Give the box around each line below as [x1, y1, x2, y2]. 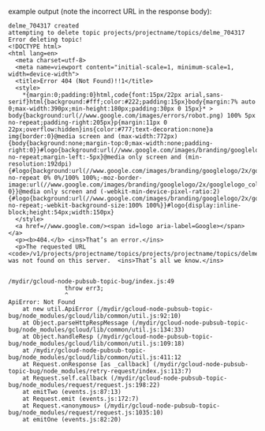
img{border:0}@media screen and [8, 133, 114, 141]
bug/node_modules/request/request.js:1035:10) [8, 409, 164, 417]
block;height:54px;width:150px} [8, 208, 114, 216]
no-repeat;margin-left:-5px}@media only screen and [8, 153, 181, 161]
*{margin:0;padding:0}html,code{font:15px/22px [22, 91, 181, 99]
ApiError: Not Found [8, 298, 77, 306]
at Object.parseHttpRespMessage [22, 319, 129, 327]
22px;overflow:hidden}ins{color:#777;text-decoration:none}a [8, 126, 214, 133]
